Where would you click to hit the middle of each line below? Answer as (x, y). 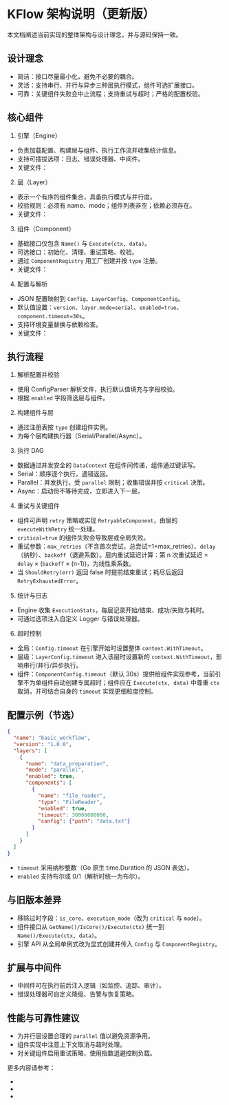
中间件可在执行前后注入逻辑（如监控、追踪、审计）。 (91, 986)
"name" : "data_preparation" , (67, 763)
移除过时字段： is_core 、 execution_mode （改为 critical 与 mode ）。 (111, 918)
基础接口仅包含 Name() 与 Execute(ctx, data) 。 (84, 243)
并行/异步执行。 (60, 665)
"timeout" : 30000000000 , (73, 815)
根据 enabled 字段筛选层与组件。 (63, 398)
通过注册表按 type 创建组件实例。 (64, 427)
